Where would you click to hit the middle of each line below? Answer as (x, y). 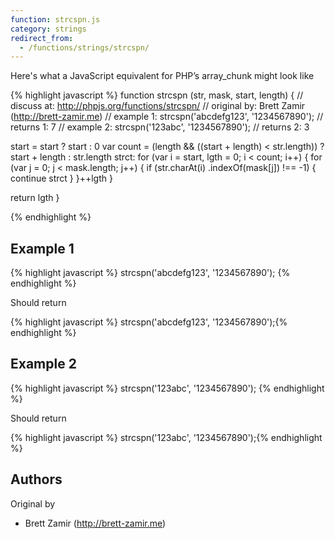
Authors (36, 479)
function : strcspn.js (55, 19)
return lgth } (35, 198)
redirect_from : (42, 38)
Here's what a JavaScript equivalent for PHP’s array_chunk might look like (162, 76)
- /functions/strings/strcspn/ (84, 47)
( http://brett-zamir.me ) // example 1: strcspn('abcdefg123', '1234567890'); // (167, 117)
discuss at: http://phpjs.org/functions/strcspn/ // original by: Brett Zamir (158, 106)
